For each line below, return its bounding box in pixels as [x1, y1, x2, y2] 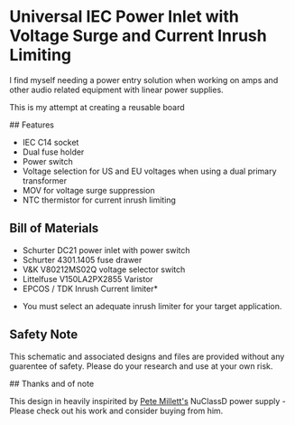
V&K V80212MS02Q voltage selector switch [22, 264, 186, 275]
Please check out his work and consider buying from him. [9, 405, 224, 416]
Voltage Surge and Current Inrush [9, 25, 268, 46]
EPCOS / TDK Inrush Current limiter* [22, 283, 158, 294]
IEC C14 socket [22, 137, 79, 147]
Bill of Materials [9, 221, 99, 236]
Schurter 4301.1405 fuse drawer [22, 254, 143, 265]
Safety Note [9, 327, 78, 343]
